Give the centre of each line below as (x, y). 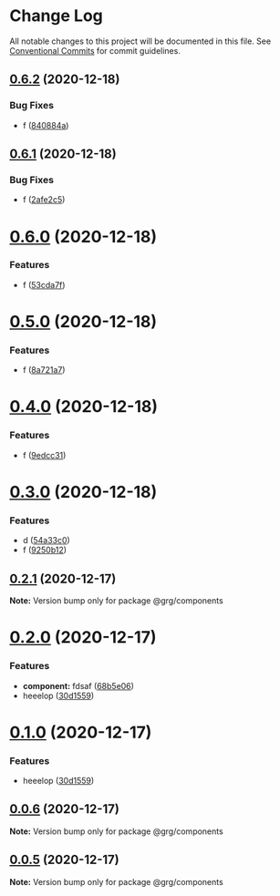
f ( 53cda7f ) (44, 284)
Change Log (56, 16)
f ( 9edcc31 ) (44, 455)
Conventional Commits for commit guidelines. (95, 50)
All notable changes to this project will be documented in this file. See (140, 41)
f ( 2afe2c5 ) (44, 200)
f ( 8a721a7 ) (44, 370)
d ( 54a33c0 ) (46, 541)
